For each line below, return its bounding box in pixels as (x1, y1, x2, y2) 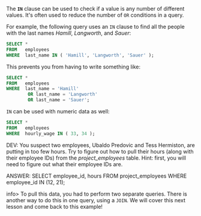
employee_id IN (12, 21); (6, 178, 65, 185)
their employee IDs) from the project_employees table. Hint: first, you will (6, 154, 186, 161)
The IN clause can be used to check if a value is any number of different (6, 5, 185, 12)
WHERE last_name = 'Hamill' (6, 86, 79, 92)
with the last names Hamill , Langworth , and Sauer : (6, 29, 131, 37)
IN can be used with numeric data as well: (6, 108, 110, 115)
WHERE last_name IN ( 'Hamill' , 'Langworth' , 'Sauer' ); (6, 52, 154, 58)
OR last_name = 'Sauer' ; (28, 97, 90, 103)
